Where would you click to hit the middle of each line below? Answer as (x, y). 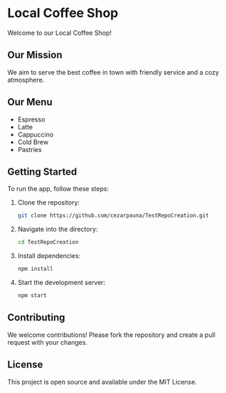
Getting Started (42, 172)
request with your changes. (47, 342)
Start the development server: (61, 282)
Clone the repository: (49, 203)
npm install (35, 269)
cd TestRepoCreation (48, 242)
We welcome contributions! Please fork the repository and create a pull (111, 335)
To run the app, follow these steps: (58, 189)
